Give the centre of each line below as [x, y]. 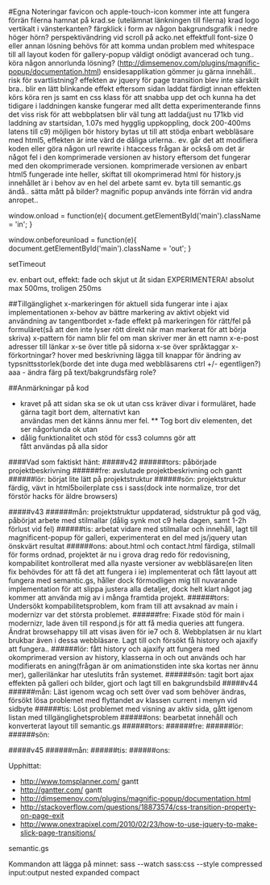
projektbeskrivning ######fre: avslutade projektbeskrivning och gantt [125, 470]
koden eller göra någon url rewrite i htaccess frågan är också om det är [127, 149]
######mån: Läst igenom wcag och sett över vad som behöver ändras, [127, 692]
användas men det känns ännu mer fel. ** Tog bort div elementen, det [136, 421]
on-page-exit [42, 816]
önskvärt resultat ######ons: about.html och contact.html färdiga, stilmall [132, 546]
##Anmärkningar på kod [49, 388]
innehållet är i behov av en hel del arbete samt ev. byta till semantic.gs [125, 183]
